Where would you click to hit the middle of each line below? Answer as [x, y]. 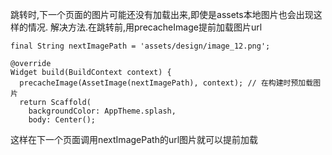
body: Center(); [62, 120]
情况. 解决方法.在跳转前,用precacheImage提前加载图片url [145, 27]
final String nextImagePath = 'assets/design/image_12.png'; [140, 46]
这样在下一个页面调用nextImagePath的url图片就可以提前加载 [134, 139]
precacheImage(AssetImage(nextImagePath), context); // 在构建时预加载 [166, 83]
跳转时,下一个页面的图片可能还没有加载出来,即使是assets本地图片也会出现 [162, 14]
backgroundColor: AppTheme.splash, [102, 111]
